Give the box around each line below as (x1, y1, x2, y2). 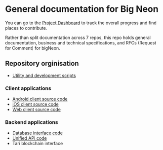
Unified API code (12, 135, 47, 141)
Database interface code (12, 130, 63, 136)
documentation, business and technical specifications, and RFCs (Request (5, 39, 157, 45)
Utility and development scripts (12, 73, 76, 78)
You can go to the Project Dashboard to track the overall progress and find (5, 20, 157, 26)
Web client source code (12, 107, 61, 112)
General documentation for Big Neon (5, 3, 159, 15)
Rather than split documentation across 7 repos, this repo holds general (5, 35, 151, 40)
